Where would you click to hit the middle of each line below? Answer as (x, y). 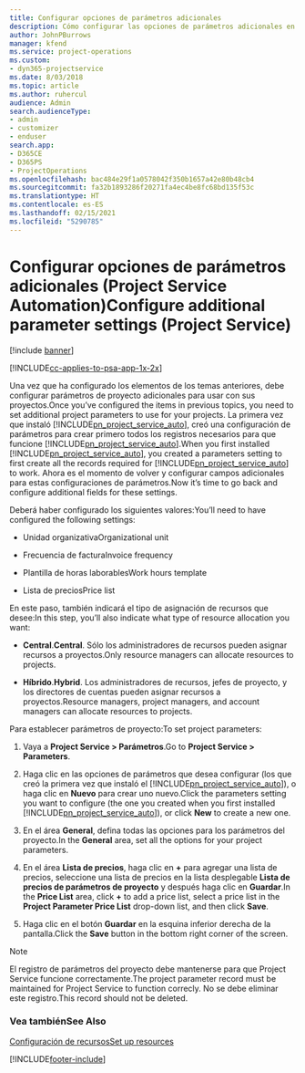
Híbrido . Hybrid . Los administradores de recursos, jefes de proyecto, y (155, 682)
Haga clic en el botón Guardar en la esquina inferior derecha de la (147, 923)
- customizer (34, 129)
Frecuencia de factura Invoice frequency (97, 555)
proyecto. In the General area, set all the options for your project (142, 839)
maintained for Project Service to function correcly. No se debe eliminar (144, 988)
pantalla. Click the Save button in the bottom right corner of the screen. (155, 933)
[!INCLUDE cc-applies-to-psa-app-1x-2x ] (86, 368)
